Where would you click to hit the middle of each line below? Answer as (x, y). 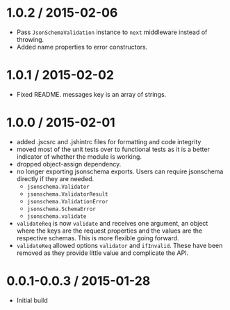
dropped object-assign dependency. (69, 164)
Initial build (32, 300)
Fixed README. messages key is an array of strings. (91, 94)
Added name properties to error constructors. (82, 47)
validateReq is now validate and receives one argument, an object (112, 223)
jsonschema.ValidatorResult (67, 194)
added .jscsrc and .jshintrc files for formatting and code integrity (109, 141)
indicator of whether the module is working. (79, 156)
